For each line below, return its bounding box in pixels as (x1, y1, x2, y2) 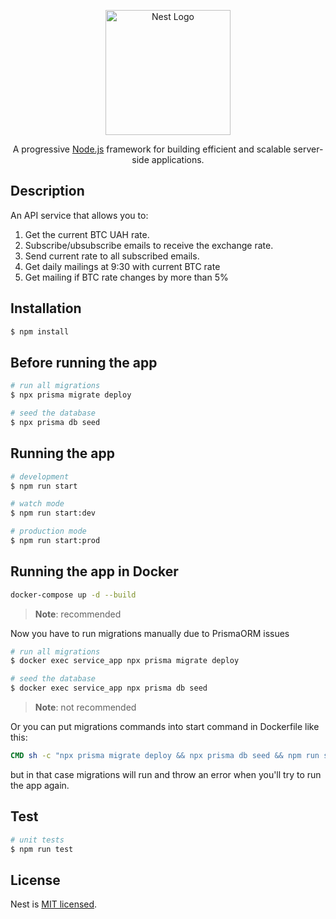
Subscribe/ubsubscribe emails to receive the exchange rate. (24, 239, 274, 251)
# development (10, 471, 70, 482)
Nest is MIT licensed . (10, 898, 98, 910)
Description (10, 183, 85, 200)
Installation (10, 300, 82, 317)
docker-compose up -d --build (10, 590, 137, 600)
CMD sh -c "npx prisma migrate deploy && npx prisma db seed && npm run (10, 751, 320, 761)
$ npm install (10, 326, 70, 337)
